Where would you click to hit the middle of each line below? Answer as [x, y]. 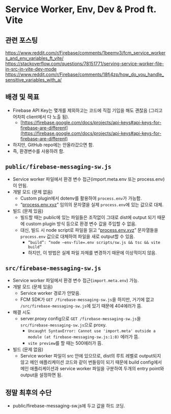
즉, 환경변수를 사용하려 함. [38, 151]
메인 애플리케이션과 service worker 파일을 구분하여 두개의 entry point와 [92, 369]
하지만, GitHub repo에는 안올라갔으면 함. [53, 145]
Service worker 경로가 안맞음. [50, 293]
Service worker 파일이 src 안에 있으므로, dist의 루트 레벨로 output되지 [91, 356]
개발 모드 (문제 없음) [33, 191]
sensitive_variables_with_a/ [34, 80]
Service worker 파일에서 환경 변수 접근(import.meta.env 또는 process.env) [89, 179]
